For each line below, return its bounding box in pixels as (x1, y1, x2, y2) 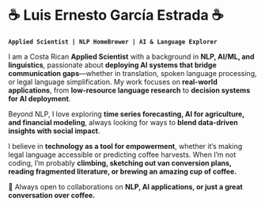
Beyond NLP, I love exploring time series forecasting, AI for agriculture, (8, 109, 245, 119)
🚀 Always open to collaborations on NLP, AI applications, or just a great (8, 181, 243, 191)
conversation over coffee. (8, 190, 96, 200)
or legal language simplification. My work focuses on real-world (8, 77, 218, 86)
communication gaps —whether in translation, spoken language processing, (8, 68, 257, 78)
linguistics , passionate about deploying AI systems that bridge (8, 60, 218, 70)
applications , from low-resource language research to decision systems (8, 85, 251, 95)
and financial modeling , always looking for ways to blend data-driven (8, 117, 239, 127)
